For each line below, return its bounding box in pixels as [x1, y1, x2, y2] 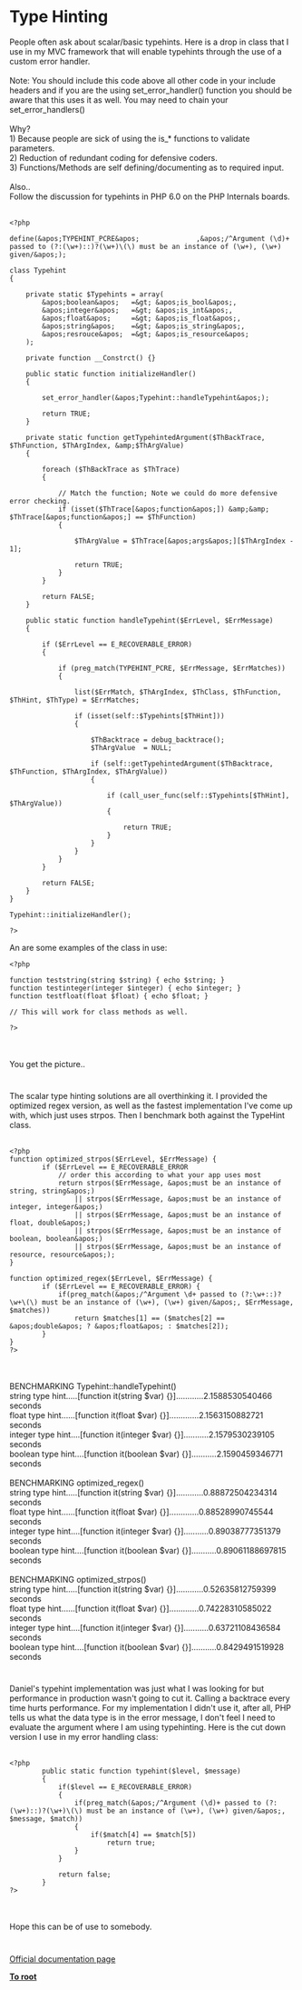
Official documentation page [9, 1953, 116, 1965]
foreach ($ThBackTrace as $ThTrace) [42, 465, 180, 474]
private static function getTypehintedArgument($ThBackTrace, [25, 433, 266, 442]
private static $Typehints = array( [25, 289, 165, 299]
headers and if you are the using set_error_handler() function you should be [9, 85, 293, 95]
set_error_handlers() [9, 104, 86, 115]
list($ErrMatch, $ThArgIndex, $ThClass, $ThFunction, [73, 687, 282, 696]
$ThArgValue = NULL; [90, 743, 172, 752]
